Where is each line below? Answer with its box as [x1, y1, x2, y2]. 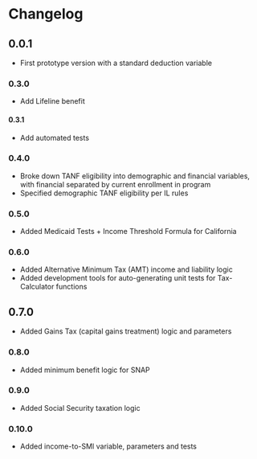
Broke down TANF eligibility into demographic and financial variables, [19, 170, 251, 181]
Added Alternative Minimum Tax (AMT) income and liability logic [19, 264, 233, 274]
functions [55, 282, 88, 292]
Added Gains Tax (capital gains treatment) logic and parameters [19, 326, 232, 336]
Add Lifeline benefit [19, 96, 86, 106]
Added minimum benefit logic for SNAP [19, 365, 150, 375]
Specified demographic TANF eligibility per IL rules [19, 188, 189, 198]
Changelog [8, 5, 84, 23]
